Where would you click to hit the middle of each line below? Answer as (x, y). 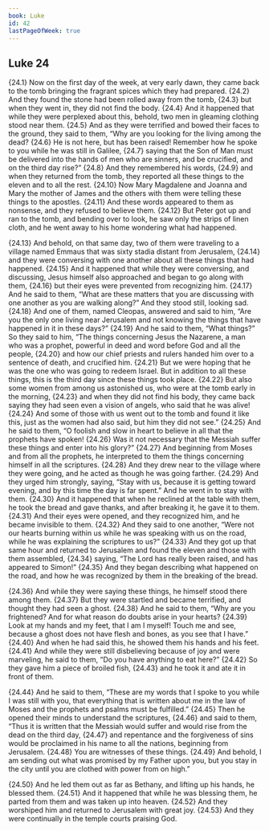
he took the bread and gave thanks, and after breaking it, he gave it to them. (134, 507)
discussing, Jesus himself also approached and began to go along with (126, 277)
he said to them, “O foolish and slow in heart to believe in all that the (121, 431)
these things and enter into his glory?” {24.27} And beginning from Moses (130, 448)
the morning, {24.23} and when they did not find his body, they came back (132, 397)
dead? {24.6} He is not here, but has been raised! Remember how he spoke (133, 142)
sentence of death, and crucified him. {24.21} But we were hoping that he (130, 363)
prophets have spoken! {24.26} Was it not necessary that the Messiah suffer (134, 439)
